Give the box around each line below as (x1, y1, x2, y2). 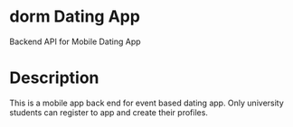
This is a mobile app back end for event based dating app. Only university (9, 97, 285, 108)
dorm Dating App (9, 6, 140, 27)
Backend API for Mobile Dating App (9, 36, 142, 47)
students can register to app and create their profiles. (9, 106, 208, 118)
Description (9, 68, 99, 88)
